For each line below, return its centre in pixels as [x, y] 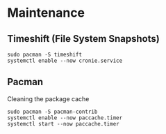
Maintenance [46, 13]
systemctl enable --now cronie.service [65, 61]
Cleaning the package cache [48, 98]
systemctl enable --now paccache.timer [65, 118]
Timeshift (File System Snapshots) [83, 39]
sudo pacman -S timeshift [44, 54]
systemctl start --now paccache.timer [63, 124]
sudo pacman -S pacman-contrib [52, 112]
